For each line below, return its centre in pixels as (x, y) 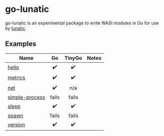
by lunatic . (16, 28)
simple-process (27, 97)
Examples (21, 44)
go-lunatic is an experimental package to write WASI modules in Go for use (82, 23)
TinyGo (73, 58)
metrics (17, 78)
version (16, 125)
